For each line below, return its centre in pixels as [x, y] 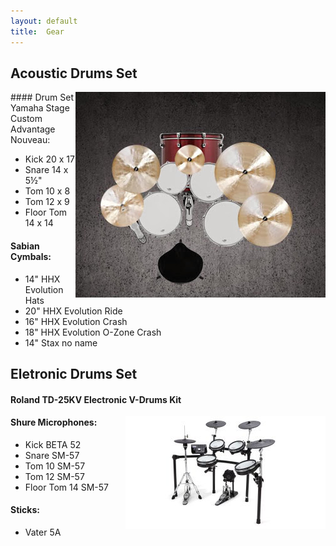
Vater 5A [43, 532]
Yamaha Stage [40, 108]
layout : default [44, 21]
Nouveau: [30, 140]
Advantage [33, 129]
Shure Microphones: [54, 422]
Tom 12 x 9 [47, 202]
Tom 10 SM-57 [55, 466]
